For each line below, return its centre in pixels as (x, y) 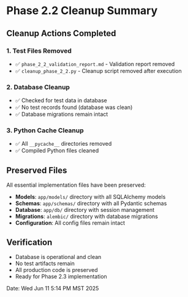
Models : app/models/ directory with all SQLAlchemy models (90, 197)
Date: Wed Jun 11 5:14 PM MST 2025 (53, 288)
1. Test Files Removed (39, 51)
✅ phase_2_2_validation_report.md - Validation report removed (95, 64)
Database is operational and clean (58, 257)
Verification (29, 242)
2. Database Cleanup (38, 87)
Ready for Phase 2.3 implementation (61, 277)
